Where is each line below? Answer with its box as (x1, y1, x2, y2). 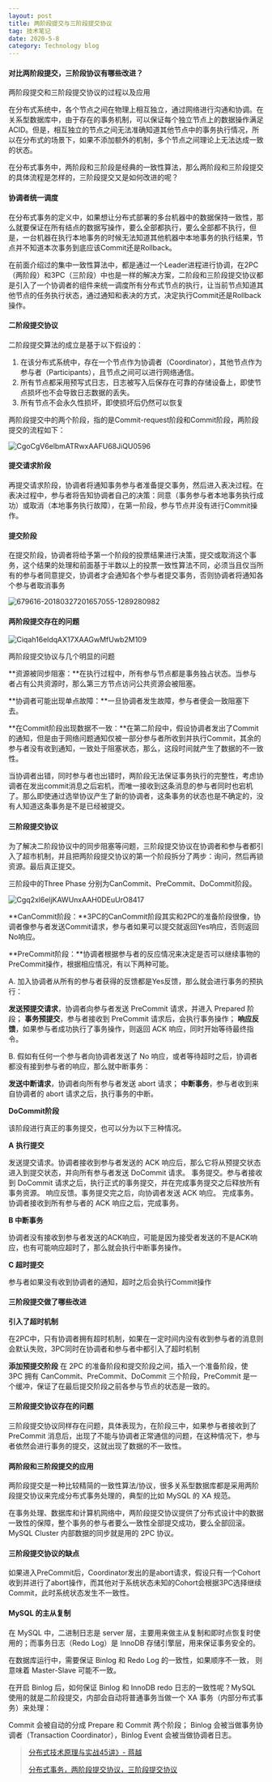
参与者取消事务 (15, 581, 66, 590)
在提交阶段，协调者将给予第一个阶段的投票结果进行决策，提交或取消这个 (8, 550, 249, 560)
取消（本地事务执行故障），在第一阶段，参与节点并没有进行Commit (29, 500, 251, 510)
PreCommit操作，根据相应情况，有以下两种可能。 (8, 959, 174, 969)
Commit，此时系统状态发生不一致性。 (8, 1588, 134, 1598)
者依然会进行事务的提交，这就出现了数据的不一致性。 (8, 1441, 186, 1451)
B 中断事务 (8, 1215, 44, 1225)
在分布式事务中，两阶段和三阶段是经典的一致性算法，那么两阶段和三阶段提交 (8, 163, 264, 173)
